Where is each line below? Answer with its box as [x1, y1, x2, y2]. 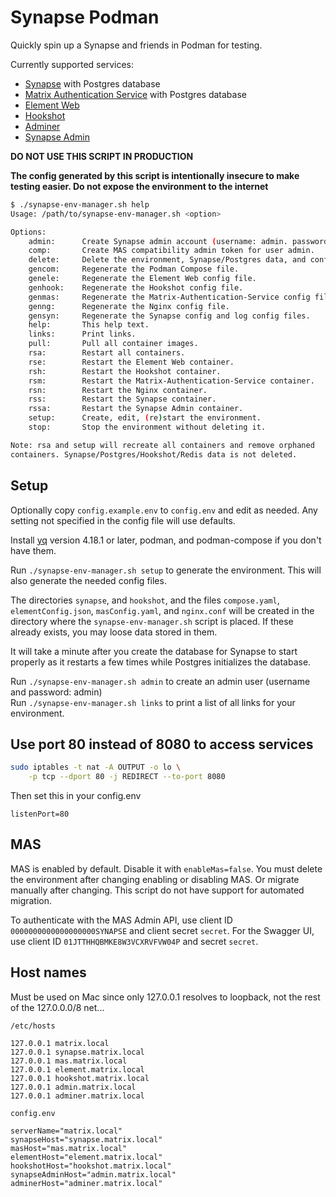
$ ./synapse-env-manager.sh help [10, 199, 150, 210]
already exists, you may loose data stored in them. [10, 626, 218, 638]
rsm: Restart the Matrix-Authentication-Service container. [28, 376, 315, 386]
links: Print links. [28, 329, 137, 340]
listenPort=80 [10, 809, 70, 820]
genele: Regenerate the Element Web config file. [28, 274, 257, 284]
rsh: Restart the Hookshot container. [28, 366, 222, 376]
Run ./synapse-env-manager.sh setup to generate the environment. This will [10, 564, 322, 576]
